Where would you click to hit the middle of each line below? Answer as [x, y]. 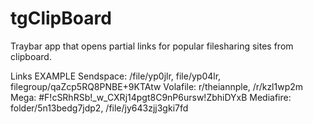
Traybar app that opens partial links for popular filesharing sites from [152, 46]
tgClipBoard [61, 18]
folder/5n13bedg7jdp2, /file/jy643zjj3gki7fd [99, 108]
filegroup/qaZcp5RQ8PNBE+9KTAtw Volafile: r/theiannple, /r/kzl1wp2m [157, 86]
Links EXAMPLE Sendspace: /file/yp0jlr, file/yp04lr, [116, 76]
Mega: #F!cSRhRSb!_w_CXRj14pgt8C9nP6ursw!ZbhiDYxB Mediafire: [151, 97]
